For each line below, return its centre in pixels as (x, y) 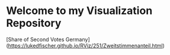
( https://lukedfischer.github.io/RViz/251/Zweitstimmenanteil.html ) (85, 46)
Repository (34, 23)
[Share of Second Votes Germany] (48, 39)
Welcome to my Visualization (79, 11)
